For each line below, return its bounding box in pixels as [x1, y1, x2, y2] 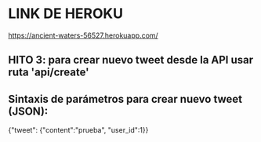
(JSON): [8, 104, 49, 118]
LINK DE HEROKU [8, 5, 124, 23]
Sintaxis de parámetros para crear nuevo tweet [8, 92, 243, 106]
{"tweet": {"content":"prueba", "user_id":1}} [8, 126, 149, 135]
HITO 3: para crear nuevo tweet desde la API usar [8, 53, 254, 67]
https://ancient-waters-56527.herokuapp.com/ [8, 31, 158, 40]
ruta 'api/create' [8, 66, 89, 79]
